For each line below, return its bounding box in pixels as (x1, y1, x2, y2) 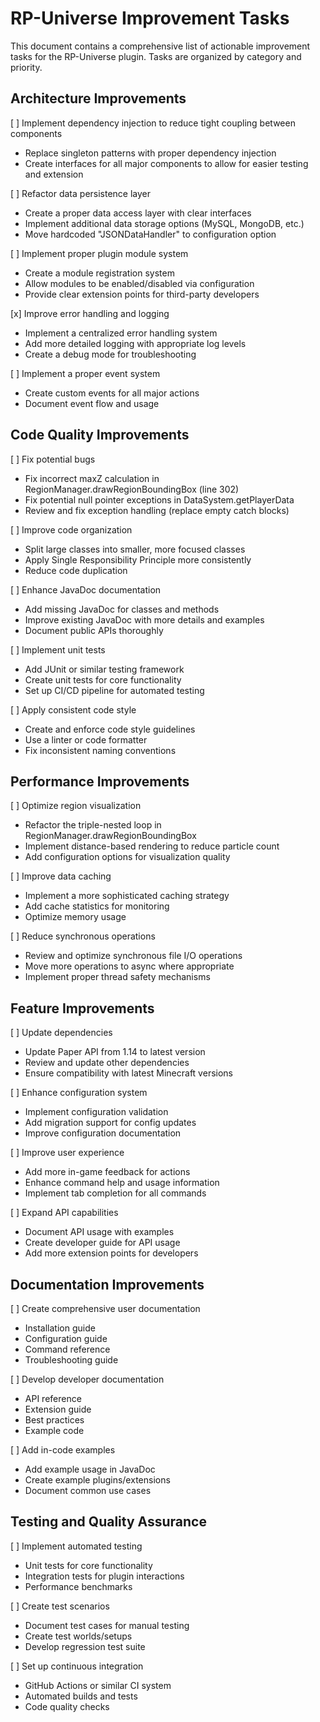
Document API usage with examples (24, 1226, 175, 1238)
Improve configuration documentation (24, 1127, 182, 1139)
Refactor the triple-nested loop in (24, 819, 162, 831)
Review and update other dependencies (24, 1057, 190, 1069)
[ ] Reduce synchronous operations (10, 930, 156, 942)
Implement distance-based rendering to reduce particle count (24, 840, 280, 852)
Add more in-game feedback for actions (24, 1166, 191, 1178)
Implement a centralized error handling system (24, 327, 218, 339)
